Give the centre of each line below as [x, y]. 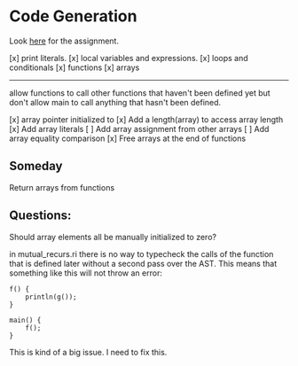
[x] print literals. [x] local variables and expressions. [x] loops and [129, 58]
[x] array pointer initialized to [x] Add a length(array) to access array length [146, 119]
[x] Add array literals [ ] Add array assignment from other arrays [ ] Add [139, 128]
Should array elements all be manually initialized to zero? [113, 237]
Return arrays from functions [62, 187]
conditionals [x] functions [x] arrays [74, 67]
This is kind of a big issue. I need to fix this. [88, 352]
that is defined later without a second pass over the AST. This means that [143, 263]
